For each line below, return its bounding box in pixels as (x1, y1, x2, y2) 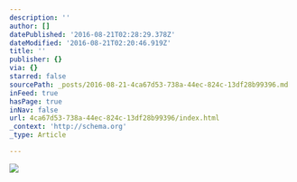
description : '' (9, 13, 70, 23)
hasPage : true (9, 96, 63, 106)
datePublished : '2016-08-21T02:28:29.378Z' (9, 30, 176, 39)
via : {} (9, 64, 39, 73)
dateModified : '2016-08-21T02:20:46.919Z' (9, 38, 172, 48)
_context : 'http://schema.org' (9, 123, 127, 132)
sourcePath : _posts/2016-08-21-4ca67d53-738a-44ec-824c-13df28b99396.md (9, 80, 289, 89)
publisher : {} (9, 55, 63, 64)
